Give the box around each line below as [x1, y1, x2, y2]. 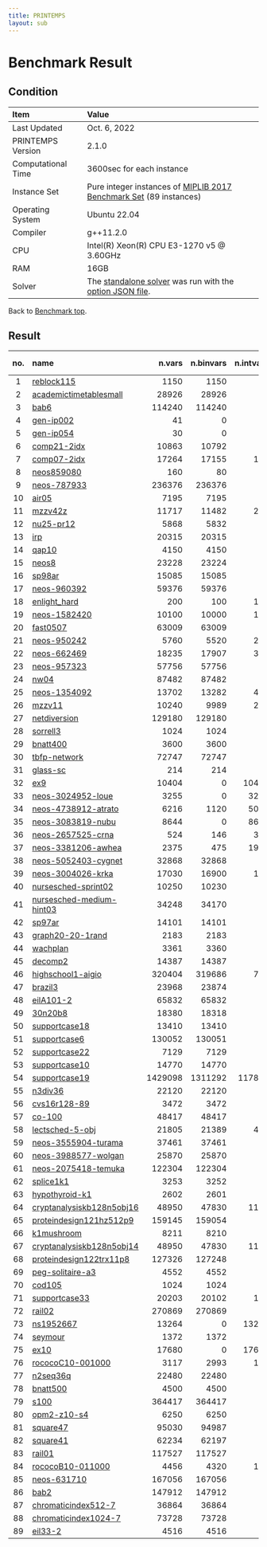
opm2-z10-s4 [32, 1409, 89, 1420]
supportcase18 [32, 1021, 90, 1032]
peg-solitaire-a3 [32, 1266, 97, 1278]
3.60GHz [87, 249, 122, 261]
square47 [32, 1422, 69, 1433]
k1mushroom [32, 1228, 82, 1239]
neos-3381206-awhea [32, 842, 122, 854]
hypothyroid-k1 [32, 1189, 92, 1200]
